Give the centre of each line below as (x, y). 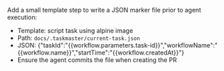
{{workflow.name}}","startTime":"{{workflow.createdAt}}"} (101, 52)
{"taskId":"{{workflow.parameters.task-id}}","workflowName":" (127, 45)
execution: (22, 17)
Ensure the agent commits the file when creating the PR (97, 60)
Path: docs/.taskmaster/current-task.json (79, 38)
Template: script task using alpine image (75, 31)
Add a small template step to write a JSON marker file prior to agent (104, 10)
